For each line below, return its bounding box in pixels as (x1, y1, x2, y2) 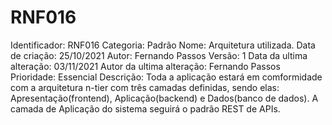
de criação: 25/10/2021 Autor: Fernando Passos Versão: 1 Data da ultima (10, 49, 308, 61)
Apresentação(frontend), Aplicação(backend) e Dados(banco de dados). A (10, 92, 319, 104)
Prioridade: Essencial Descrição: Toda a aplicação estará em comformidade (10, 71, 323, 83)
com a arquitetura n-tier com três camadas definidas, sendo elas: (10, 81, 280, 93)
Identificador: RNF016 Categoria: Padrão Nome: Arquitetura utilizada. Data (10, 39, 316, 51)
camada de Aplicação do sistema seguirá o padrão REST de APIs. (10, 102, 281, 115)
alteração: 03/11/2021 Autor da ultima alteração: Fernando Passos (10, 60, 281, 72)
